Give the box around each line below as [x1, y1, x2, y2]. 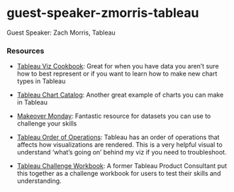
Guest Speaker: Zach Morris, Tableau [6, 28, 116, 37]
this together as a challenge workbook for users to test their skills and [16, 169, 221, 178]
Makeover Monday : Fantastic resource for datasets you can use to [16, 112, 211, 121]
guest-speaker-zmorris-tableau [6, 5, 199, 21]
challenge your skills [16, 119, 77, 128]
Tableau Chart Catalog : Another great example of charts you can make [16, 90, 224, 100]
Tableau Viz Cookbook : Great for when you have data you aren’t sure [16, 62, 219, 71]
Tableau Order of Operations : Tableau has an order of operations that [16, 133, 220, 142]
